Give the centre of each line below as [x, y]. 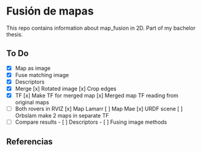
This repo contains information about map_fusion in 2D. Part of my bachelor [101, 28]
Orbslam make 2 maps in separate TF [62, 116]
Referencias [30, 142]
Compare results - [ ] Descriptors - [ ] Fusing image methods [91, 122]
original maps [32, 102]
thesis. [15, 34]
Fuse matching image [42, 75]
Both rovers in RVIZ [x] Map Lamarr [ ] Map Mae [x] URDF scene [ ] [99, 109]
